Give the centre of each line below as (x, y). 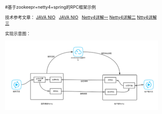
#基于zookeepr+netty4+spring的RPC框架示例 (50, 7)
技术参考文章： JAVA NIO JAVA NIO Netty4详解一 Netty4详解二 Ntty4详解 (81, 17)
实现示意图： (18, 33)
